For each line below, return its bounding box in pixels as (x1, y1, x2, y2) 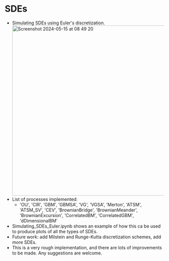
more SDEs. (12, 239, 37, 245)
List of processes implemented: (12, 196, 78, 202)
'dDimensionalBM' (19, 217, 58, 224)
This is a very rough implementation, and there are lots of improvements (12, 244, 162, 250)
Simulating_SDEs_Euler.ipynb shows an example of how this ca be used (12, 223, 161, 229)
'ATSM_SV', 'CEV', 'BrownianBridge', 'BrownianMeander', (19, 207, 138, 213)
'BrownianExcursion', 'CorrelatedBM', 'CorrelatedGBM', (19, 212, 134, 218)
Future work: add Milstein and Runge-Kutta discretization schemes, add (12, 234, 161, 240)
